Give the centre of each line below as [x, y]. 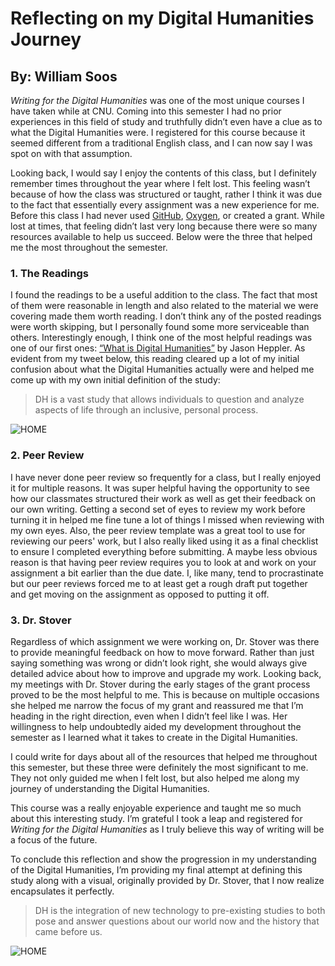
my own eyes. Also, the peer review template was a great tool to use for [158, 530]
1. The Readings [49, 273]
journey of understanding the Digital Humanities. [110, 788]
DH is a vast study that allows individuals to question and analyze [169, 399]
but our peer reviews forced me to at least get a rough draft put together [159, 583]
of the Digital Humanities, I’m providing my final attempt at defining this [156, 869]
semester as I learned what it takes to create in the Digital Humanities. [154, 737]
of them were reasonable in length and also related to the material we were [164, 306]
